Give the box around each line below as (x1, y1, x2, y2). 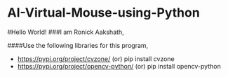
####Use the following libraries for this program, (7, 41, 149, 49)
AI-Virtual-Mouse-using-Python (7, 5, 200, 21)
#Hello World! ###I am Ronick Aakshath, (7, 28, 124, 36)
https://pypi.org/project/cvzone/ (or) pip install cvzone (17, 54, 175, 63)
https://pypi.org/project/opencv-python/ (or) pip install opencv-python (17, 62, 221, 70)
